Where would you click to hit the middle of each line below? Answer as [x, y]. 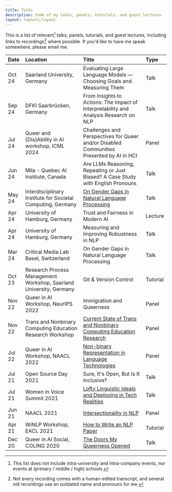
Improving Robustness [110, 234]
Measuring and [101, 228]
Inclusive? [95, 380]
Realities [93, 401]
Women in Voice [45, 392]
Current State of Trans [110, 318]
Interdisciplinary [45, 192]
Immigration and [103, 300]
